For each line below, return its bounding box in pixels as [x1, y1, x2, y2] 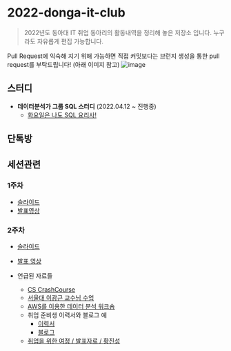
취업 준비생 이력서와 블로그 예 [27, 311, 107, 319]
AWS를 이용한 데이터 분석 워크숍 [27, 302, 115, 311]
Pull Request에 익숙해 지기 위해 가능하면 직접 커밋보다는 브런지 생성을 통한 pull [7, 52, 220, 60]
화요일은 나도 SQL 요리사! [27, 110, 97, 119]
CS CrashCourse [27, 285, 76, 294]
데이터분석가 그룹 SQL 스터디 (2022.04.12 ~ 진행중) [17, 102, 157, 110]
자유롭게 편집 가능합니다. [37, 37, 104, 46]
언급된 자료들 [17, 272, 53, 280]
